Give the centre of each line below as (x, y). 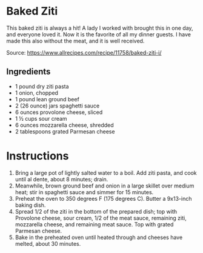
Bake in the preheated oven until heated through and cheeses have (99, 237)
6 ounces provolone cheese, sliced (59, 112)
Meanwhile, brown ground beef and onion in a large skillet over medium (105, 186)
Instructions (38, 156)
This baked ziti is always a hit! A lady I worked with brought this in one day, (100, 28)
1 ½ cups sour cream (41, 118)
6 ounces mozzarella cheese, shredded (64, 125)
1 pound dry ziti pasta (42, 86)
